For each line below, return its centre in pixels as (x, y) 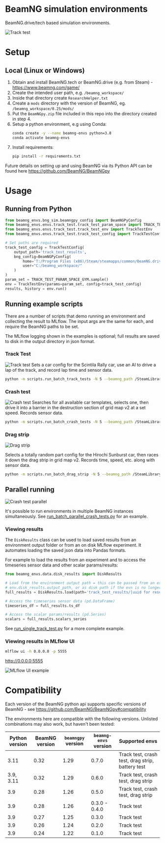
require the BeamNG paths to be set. (42, 326)
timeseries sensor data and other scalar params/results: (62, 565)
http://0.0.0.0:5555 (24, 661)
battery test (132, 767)
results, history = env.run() (36, 289)
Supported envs (138, 741)
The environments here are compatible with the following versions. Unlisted (82, 719)
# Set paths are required (31, 243)
